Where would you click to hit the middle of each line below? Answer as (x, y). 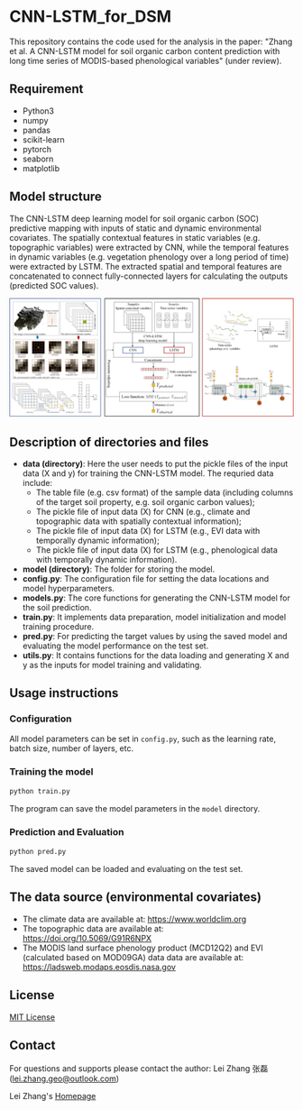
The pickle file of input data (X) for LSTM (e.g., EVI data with (148, 531)
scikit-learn (43, 139)
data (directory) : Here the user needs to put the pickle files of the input (155, 464)
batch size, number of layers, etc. (72, 748)
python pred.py (38, 852)
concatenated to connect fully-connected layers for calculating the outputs (149, 276)
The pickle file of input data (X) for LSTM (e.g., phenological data (156, 550)
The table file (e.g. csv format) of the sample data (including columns (165, 492)
